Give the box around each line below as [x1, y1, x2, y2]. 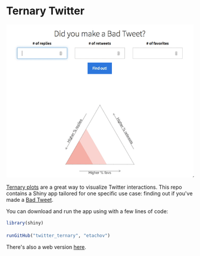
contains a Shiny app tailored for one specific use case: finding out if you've [6, 190, 193, 197]
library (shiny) [6, 220, 44, 226]
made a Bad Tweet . [6, 196, 54, 204]
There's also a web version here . [6, 243, 86, 251]
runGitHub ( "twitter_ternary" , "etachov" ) [6, 232, 111, 239]
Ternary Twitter [6, 4, 85, 18]
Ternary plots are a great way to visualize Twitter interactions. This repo [6, 183, 183, 191]
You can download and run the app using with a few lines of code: [6, 208, 168, 215]
